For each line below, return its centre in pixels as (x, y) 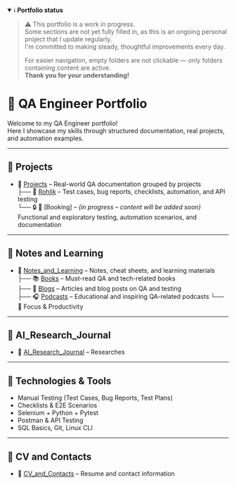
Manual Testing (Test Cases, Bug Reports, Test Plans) (95, 398)
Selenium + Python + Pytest (58, 413)
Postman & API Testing (50, 420)
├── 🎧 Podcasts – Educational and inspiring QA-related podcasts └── (121, 296)
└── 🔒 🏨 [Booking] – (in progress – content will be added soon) (109, 207)
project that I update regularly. (68, 39)
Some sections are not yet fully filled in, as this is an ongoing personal (125, 32)
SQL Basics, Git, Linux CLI (55, 428)
